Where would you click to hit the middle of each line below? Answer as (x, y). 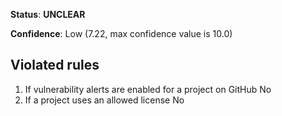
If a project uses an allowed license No (104, 100)
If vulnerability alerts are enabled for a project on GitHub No (148, 89)
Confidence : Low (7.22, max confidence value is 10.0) (121, 33)
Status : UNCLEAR (48, 14)
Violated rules (55, 65)
